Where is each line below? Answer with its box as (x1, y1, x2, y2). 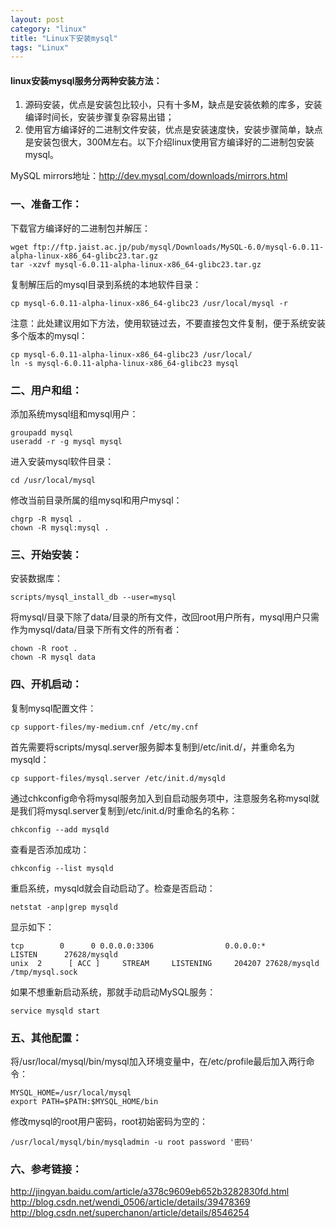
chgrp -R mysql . (10, 514, 83, 525)
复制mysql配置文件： (10, 702, 97, 714)
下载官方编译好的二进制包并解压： (10, 222, 151, 234)
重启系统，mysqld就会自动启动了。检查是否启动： (10, 882, 216, 894)
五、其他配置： (10, 1031, 83, 1045)
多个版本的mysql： (10, 329, 88, 341)
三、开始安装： (10, 547, 83, 561)
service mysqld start (10, 1006, 101, 1016)
